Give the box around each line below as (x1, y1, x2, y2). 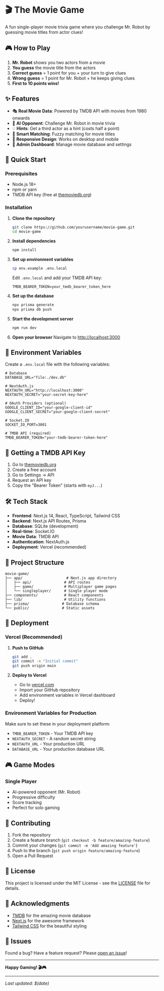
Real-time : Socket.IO (12, 528, 55, 534)
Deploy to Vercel (12, 672, 47, 678)
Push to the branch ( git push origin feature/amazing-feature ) (12, 848, 140, 854)
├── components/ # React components (5, 593, 104, 598)
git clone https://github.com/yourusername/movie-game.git (12, 225, 135, 230)
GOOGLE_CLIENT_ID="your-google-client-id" (5, 405, 93, 410)
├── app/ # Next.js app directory (5, 575, 117, 580)
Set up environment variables (12, 257, 74, 262)
